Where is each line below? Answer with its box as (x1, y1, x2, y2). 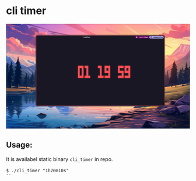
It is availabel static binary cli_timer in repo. (6, 155, 113, 162)
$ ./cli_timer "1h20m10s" (6, 168, 69, 173)
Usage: (6, 140, 33, 150)
